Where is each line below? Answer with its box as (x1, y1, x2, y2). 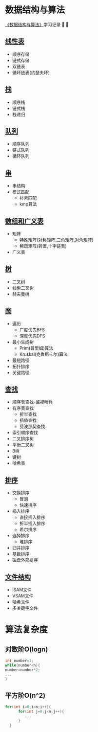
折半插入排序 (19, 521, 45, 526)
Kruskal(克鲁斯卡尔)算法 (19, 351, 68, 357)
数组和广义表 (5, 217, 44, 225)
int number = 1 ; (5, 659, 34, 663)
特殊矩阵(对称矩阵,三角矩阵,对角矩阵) (19, 237, 94, 243)
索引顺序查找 (12, 430, 38, 435)
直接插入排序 (19, 514, 45, 520)
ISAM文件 (12, 587, 32, 593)
